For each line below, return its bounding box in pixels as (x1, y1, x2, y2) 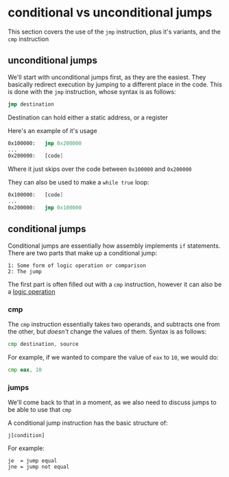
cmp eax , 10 (8, 366, 42, 373)
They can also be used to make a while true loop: (8, 178, 149, 187)
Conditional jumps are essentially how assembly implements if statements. (8, 242, 221, 250)
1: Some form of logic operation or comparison (8, 262, 147, 269)
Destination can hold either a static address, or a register (8, 113, 169, 121)
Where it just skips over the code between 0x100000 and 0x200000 (8, 165, 192, 173)
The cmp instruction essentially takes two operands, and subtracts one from (8, 320, 220, 328)
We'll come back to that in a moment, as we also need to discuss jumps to (8, 398, 217, 406)
